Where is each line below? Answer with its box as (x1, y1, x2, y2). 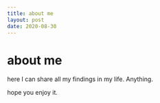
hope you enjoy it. (7, 89, 58, 97)
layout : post (7, 16, 45, 23)
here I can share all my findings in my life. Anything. (7, 75, 153, 83)
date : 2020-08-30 (7, 23, 57, 30)
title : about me (7, 10, 54, 17)
